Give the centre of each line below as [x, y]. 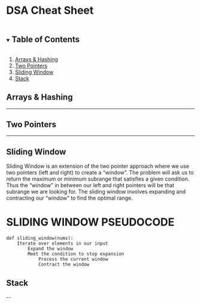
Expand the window [51, 249]
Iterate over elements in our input [63, 243]
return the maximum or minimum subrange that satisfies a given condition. [98, 179]
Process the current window [73, 259]
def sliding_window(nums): [40, 238]
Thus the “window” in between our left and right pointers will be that [90, 185]
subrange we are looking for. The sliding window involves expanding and [96, 192]
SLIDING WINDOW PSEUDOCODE [90, 222]
